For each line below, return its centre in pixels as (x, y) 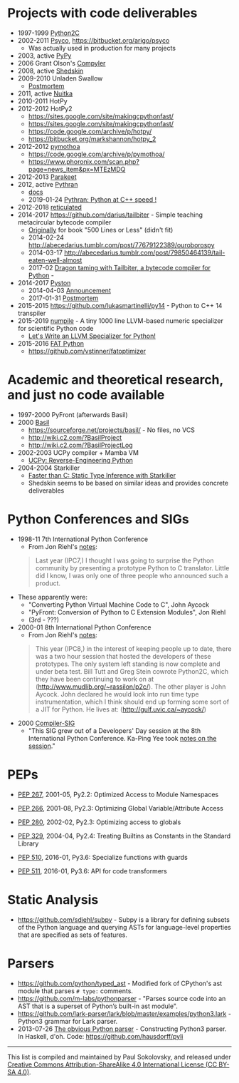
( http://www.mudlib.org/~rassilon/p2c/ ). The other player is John (131, 687)
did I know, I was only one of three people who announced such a (132, 575)
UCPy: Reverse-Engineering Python (81, 460)
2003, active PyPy (44, 56)
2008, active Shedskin (51, 71)
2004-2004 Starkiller (49, 468)
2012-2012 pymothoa (49, 146)
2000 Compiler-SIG (46, 723)
